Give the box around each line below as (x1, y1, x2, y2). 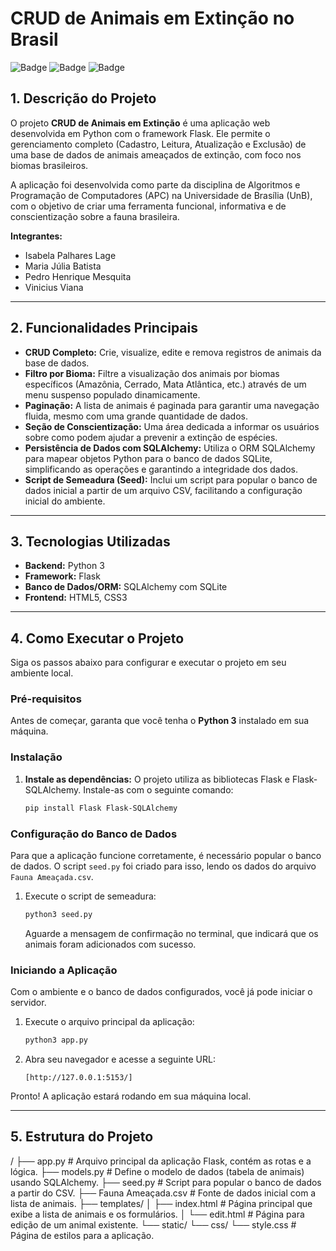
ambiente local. (10, 667, 74, 679)
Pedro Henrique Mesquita (24, 270, 132, 282)
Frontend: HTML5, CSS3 (24, 592, 128, 604)
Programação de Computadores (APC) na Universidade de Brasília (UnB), (10, 189, 313, 201)
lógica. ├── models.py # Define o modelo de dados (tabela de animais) (10, 1165, 305, 1177)
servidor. (10, 997, 47, 1009)
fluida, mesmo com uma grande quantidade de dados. (24, 410, 249, 422)
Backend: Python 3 (24, 560, 105, 572)
